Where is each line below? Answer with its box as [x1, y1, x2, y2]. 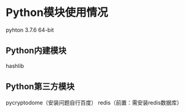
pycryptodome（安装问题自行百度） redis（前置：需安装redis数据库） [6, 99, 183, 106]
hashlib [6, 62, 25, 69]
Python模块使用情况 [6, 6, 108, 20]
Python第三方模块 [6, 81, 75, 92]
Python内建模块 [6, 45, 67, 56]
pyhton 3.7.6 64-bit [6, 26, 54, 34]
